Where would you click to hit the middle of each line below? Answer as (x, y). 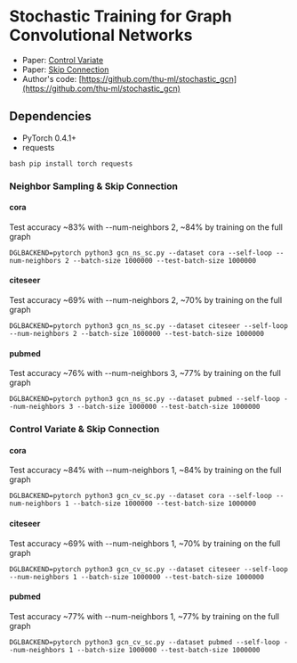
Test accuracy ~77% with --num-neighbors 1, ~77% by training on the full (144, 616)
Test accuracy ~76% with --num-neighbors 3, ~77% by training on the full (145, 373)
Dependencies (50, 116)
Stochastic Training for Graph (121, 16)
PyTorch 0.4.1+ (49, 138)
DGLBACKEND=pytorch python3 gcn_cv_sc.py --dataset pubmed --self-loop (144, 642)
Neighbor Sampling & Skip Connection (93, 186)
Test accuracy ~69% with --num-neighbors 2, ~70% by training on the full (146, 300)
